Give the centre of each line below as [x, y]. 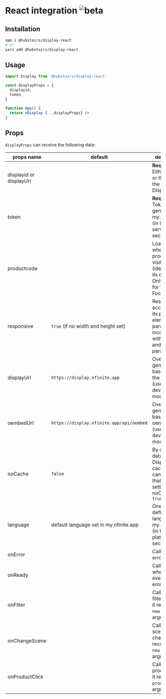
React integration [41, 11]
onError [17, 555]
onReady [18, 575]
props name [27, 157]
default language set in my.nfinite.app [95, 525]
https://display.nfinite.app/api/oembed [99, 423]
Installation [23, 29]
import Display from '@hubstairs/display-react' [56, 76]
